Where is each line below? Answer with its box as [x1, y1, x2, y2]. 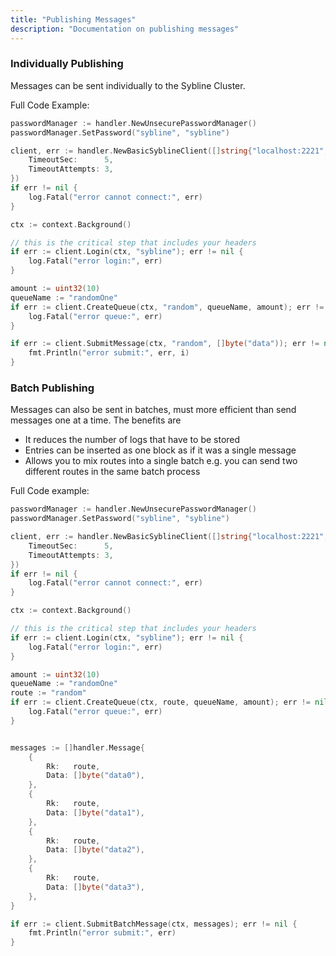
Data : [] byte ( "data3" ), [46, 882, 145, 892]
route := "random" [10, 688, 87, 698]
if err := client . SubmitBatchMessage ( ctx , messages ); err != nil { [10, 919, 298, 929]
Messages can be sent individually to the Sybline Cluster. [10, 79, 246, 91]
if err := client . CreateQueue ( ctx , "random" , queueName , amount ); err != [10, 302, 325, 312]
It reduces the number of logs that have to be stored [24, 434, 241, 446]
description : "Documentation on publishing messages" [10, 24, 240, 34]
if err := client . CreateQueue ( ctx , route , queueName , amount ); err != [10, 697, 311, 708]
